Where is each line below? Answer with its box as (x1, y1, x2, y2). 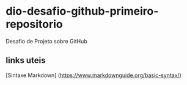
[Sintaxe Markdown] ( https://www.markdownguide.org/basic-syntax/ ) (5, 72, 182, 79)
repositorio (5, 17, 63, 31)
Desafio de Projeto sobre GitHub (5, 37, 87, 45)
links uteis (5, 55, 46, 65)
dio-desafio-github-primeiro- (5, 4, 159, 18)
